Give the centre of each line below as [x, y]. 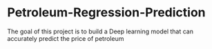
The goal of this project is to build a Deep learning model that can [100, 31]
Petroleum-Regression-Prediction [106, 13]
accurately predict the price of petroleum [66, 38]
